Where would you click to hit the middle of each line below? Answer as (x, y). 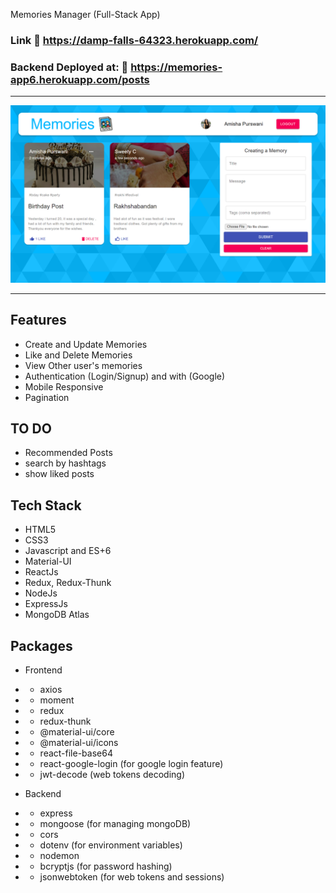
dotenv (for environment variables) (111, 845)
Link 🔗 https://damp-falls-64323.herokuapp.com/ (134, 40)
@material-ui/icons (79, 742)
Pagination (47, 397)
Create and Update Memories (86, 344)
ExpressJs (46, 604)
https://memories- (176, 67)
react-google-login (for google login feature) (131, 763)
